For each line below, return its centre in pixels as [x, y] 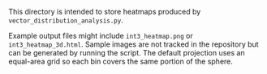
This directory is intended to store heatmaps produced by [105, 12]
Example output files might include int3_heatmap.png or [101, 36]
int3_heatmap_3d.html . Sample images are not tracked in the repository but [133, 44]
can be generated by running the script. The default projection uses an [127, 53]
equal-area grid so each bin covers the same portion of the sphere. [121, 61]
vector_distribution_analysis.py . [66, 20]
